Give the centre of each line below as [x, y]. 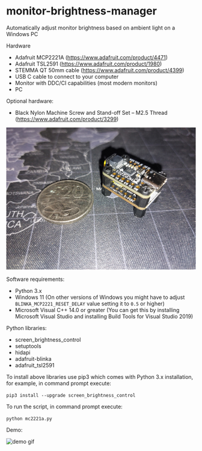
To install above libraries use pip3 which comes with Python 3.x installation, [100, 376]
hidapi [23, 352]
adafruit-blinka [33, 358]
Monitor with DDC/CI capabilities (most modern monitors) [86, 83]
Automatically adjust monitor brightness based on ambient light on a [91, 28]
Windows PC [22, 34]
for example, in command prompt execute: [59, 383]
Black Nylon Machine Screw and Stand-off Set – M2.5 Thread [91, 112]
